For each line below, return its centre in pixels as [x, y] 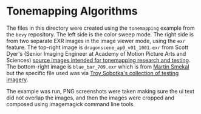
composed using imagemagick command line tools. [71, 104]
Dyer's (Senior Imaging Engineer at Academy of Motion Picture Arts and [96, 53]
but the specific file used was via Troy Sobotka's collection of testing [93, 73]
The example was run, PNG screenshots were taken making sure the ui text [101, 91]
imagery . [17, 79]
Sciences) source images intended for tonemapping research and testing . [98, 60]
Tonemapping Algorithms [72, 11]
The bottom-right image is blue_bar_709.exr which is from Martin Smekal [98, 66]
